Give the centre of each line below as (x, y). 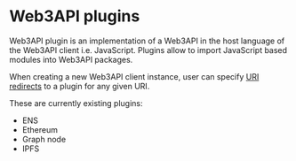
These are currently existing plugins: (76, 103)
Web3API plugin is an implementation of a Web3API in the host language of (147, 41)
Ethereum (40, 129)
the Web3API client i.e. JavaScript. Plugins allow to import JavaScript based (148, 50)
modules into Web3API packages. (71, 59)
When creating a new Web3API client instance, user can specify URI (134, 76)
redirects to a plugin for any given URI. (80, 86)
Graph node (44, 139)
